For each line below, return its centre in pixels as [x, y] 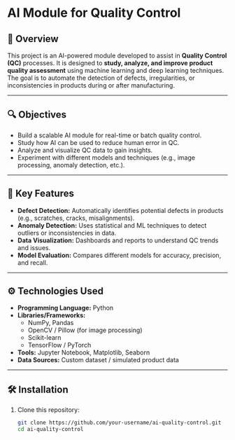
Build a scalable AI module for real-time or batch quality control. [109, 135]
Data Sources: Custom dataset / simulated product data [98, 360]
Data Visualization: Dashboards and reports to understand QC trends [118, 240]
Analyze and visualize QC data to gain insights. [85, 150]
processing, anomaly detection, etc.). [71, 165]
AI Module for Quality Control [94, 13]
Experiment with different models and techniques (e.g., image [106, 157]
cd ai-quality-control [50, 429]
